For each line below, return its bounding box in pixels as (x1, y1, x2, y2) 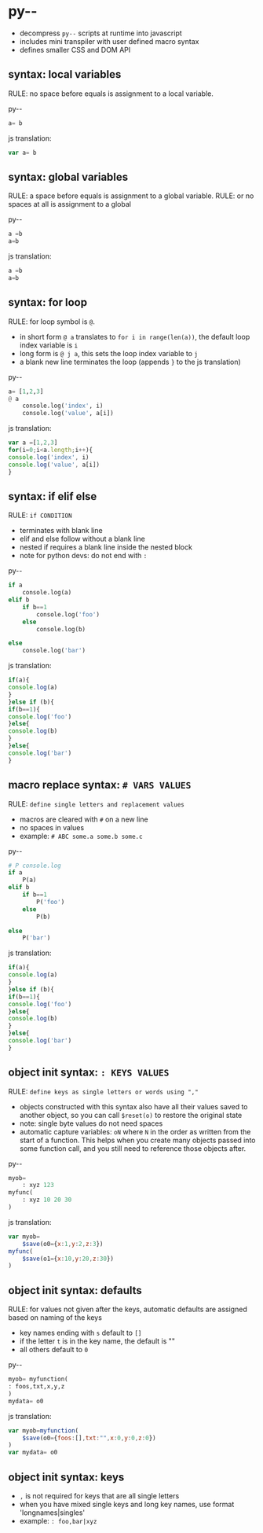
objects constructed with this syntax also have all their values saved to (19, 1101, 248, 1111)
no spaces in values (19, 822, 85, 832)
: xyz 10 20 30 (22, 1196, 72, 1204)
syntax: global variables (8, 170, 129, 183)
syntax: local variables (8, 68, 122, 81)
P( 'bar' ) (22, 934, 51, 942)
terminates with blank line (19, 526, 104, 535)
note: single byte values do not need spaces (19, 1119, 163, 1128)
